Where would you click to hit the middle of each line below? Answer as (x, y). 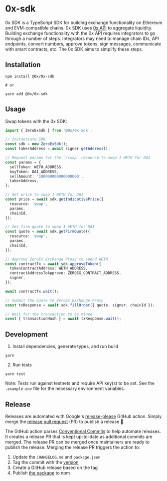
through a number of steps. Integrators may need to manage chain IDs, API (82, 38)
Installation (23, 65)
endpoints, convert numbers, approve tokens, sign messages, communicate (83, 43)
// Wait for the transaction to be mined (49, 314)
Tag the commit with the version (45, 462)
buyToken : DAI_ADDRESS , (34, 171)
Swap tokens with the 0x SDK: (36, 121)
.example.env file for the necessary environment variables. (65, 388)
